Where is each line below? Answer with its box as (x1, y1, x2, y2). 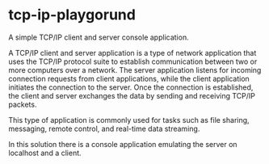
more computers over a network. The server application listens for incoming (8, 65, 262, 74)
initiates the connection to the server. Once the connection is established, (8, 82, 254, 92)
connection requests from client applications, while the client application (8, 74, 250, 83)
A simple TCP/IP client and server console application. (8, 32, 189, 42)
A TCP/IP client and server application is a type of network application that (8, 48, 257, 57)
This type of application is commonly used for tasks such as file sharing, (8, 115, 250, 124)
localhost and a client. (8, 148, 82, 158)
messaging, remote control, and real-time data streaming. (8, 124, 200, 133)
